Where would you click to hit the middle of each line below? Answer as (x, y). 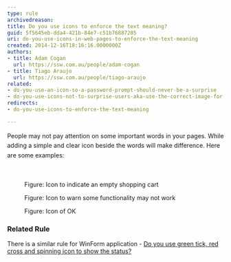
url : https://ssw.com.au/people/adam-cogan (76, 65)
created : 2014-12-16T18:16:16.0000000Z (64, 45)
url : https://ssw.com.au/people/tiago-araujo (80, 77)
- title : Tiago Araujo (40, 71)
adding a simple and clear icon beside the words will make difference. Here (114, 146)
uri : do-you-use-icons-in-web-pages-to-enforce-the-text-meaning (102, 39)
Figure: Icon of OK (50, 211)
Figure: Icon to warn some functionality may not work (100, 197)
